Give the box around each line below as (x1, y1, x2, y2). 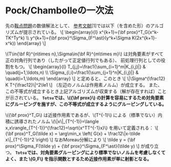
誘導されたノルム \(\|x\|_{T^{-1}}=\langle (14, 118, 99, 124)
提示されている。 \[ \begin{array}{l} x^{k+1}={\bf (23, 29, 126, 35)
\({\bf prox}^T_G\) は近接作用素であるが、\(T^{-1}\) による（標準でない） (5, 112, 158, 118)
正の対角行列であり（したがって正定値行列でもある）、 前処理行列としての (5, 57, 161, 63)
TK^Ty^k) (5, 34, 25, 41)
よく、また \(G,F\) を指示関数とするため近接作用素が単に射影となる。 (5, 156, 152, 162)
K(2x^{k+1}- (132, 34, 157, 41)
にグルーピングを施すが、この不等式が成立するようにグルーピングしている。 (5, 101, 167, 107)
